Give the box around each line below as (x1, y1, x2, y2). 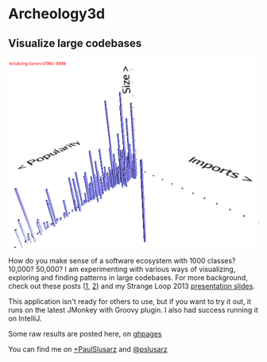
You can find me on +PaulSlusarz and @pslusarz (8, 344, 168, 354)
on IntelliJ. (8, 313, 42, 323)
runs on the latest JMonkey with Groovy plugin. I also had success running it (8, 305, 258, 314)
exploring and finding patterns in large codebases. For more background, (8, 272, 248, 282)
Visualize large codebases (8, 37, 142, 50)
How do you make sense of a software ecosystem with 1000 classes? (8, 255, 236, 265)
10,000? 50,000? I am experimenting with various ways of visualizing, (8, 264, 236, 274)
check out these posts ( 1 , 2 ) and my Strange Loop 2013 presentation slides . (8, 281, 256, 290)
